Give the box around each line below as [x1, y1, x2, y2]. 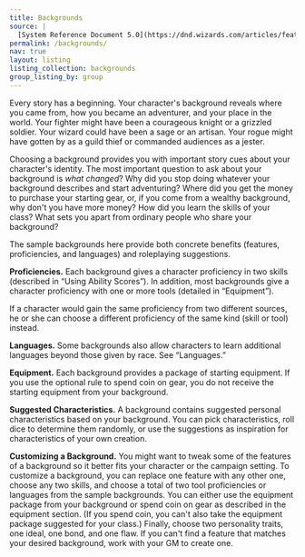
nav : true [9, 47, 47, 56]
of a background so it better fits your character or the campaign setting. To [9, 460, 290, 471]
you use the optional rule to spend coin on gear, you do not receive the [9, 376, 274, 387]
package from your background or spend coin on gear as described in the [9, 499, 287, 510]
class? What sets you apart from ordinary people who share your [9, 211, 252, 223]
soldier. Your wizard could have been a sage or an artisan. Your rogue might [9, 126, 293, 137]
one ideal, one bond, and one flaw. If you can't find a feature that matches [9, 528, 286, 539]
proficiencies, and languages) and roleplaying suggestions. [9, 248, 231, 259]
